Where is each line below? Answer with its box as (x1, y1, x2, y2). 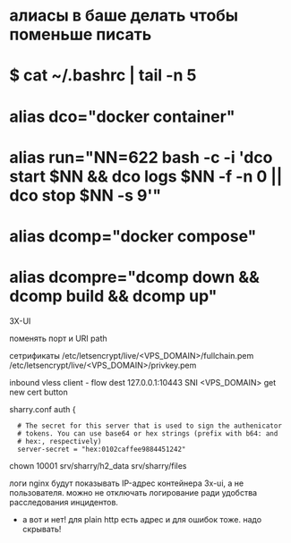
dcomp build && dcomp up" (9, 286, 218, 307)
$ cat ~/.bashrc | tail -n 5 (9, 65, 197, 86)
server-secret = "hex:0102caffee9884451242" (17, 445, 186, 454)
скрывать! (21, 523, 62, 534)
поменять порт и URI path (9, 333, 107, 344)
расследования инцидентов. (9, 496, 119, 507)
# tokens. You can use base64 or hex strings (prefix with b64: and (17, 428, 278, 438)
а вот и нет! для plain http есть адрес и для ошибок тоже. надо (21, 513, 262, 524)
